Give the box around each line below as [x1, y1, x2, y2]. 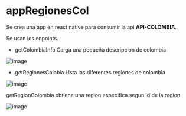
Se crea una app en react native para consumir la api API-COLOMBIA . [6, 23, 177, 30]
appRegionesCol [6, 4, 89, 18]
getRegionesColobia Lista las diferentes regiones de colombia [14, 69, 165, 76]
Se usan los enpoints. [6, 35, 58, 42]
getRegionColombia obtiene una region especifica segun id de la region [6, 91, 181, 98]
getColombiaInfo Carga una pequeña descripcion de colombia [14, 46, 167, 53]
